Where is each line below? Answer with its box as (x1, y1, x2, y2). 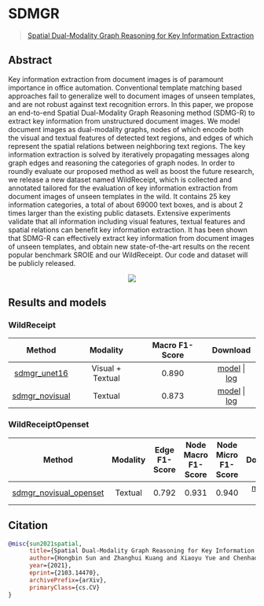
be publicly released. (8, 258, 76, 268)
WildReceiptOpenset (8, 419, 90, 430)
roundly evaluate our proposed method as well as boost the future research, (8, 166, 255, 176)
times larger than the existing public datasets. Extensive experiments (8, 208, 231, 217)
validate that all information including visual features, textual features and (8, 216, 246, 226)
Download (211, 345, 251, 356)
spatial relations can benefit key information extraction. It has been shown (8, 225, 247, 235)
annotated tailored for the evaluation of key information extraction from (8, 183, 238, 193)
